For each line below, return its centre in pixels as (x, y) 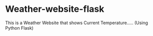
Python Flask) (19, 28)
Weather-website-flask (55, 9)
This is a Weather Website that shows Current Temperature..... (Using (77, 23)
